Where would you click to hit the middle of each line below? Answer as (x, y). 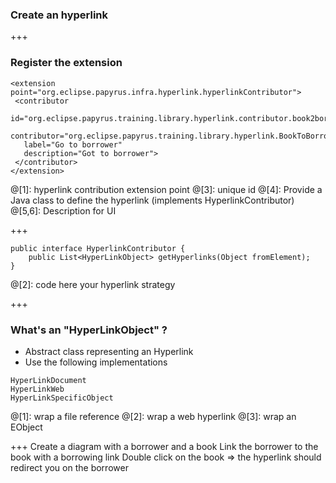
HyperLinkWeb (37, 389)
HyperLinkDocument (48, 380)
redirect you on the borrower (69, 467)
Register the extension (66, 63)
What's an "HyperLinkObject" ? (89, 330)
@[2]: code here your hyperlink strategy (93, 284)
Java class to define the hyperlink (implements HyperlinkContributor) (152, 200)
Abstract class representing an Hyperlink (109, 351)
